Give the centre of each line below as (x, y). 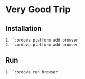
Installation (23, 28)
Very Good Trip (38, 9)
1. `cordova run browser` (33, 72)
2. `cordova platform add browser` (43, 45)
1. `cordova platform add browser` (43, 40)
